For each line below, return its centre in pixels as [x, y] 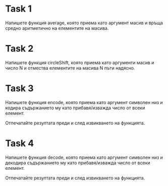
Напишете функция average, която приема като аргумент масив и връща [84, 23]
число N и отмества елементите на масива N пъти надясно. [70, 68]
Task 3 [19, 88]
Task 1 [18, 9]
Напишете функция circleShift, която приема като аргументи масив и [80, 62]
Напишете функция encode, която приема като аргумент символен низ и [84, 102]
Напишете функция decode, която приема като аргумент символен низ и [84, 157]
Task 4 [20, 143]
